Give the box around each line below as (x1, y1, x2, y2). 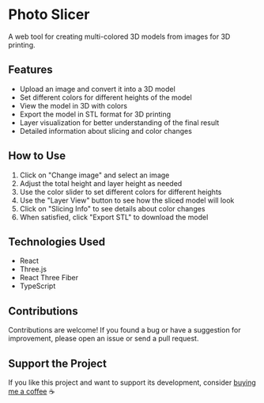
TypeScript (19, 281, 56, 291)
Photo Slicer (8, 6, 90, 24)
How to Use (8, 149, 66, 163)
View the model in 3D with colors (19, 101, 128, 110)
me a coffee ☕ (8, 386, 55, 396)
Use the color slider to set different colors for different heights (19, 187, 222, 196)
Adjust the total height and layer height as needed (19, 178, 183, 188)
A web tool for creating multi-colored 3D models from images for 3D (8, 32, 231, 41)
